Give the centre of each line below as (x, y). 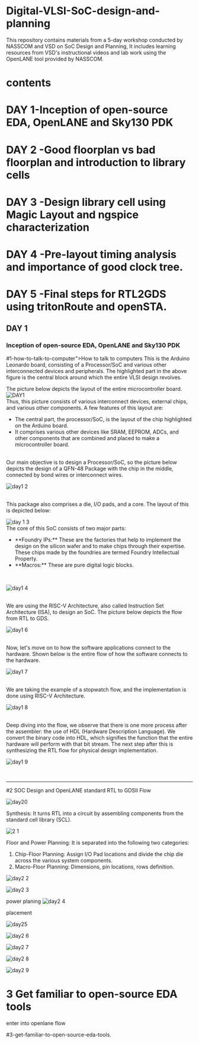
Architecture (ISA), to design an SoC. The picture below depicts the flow (94, 612)
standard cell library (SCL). (39, 819)
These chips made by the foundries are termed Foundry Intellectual (97, 552)
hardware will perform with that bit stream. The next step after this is (90, 744)
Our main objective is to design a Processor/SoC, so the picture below (92, 462)
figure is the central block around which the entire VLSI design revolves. (94, 377)
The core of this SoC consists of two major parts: (66, 528)
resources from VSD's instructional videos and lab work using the (86, 52)
